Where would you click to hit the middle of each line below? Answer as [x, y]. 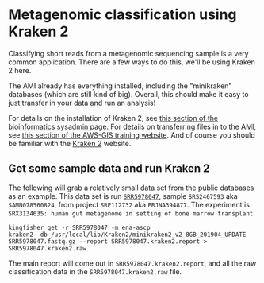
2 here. [20, 70]
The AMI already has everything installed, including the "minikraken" [120, 86]
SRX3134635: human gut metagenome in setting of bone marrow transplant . [132, 213]
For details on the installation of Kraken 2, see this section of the [113, 118]
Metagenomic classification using [122, 15]
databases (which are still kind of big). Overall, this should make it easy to [128, 94]
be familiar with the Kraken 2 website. [70, 143]
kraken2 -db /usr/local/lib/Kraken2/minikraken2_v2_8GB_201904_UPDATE [127, 235]
